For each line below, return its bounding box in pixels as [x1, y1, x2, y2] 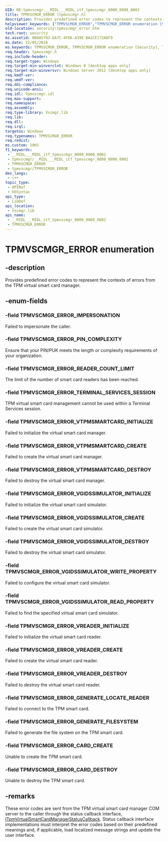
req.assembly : [5, 105, 35, 110]
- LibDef [7, 199, 26, 204]
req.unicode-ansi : [5, 86, 43, 92]
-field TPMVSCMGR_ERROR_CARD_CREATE [5, 742, 113, 749]
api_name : [5, 213, 26, 218]
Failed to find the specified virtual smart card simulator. [5, 610, 119, 616]
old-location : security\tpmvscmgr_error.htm [5, 26, 99, 31]
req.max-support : [5, 96, 41, 101]
